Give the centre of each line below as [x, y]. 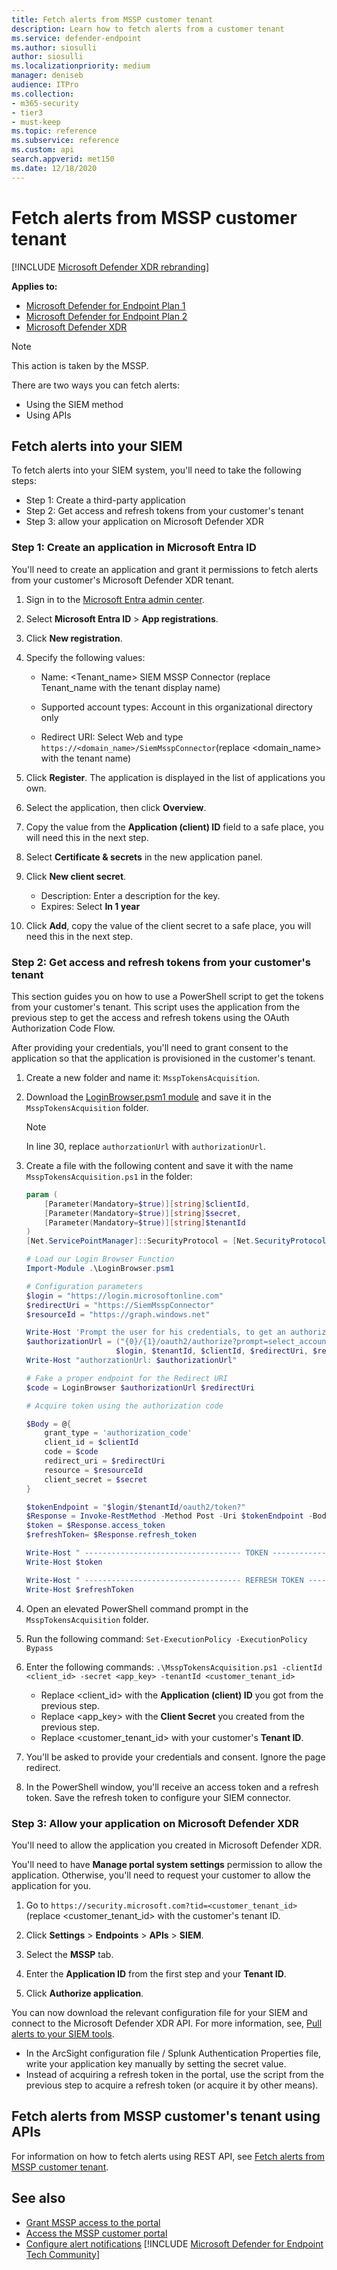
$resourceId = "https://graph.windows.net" [118, 1314]
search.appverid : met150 [63, 159]
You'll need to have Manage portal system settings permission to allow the [167, 1864]
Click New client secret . [76, 876]
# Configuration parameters [84, 1286]
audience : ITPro [45, 85]
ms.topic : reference [54, 131]
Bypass [39, 1648]
